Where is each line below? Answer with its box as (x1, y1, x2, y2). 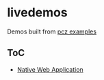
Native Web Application (16, 65, 83, 73)
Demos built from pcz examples (7, 27, 97, 36)
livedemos (7, 5, 68, 21)
